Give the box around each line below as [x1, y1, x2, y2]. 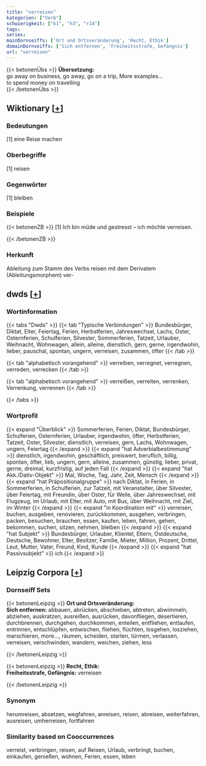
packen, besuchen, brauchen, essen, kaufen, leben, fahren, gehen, [6, 517, 176, 524]
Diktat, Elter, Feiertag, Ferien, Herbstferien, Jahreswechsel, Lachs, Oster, [6, 328, 191, 335]
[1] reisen [6, 165, 30, 172]
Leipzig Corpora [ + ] [6, 568, 83, 577]
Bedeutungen [6, 122, 48, 130]
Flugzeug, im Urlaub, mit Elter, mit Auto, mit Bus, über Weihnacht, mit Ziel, [6, 497, 194, 504]
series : [6, 32, 26, 38]
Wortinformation [6, 307, 57, 316]
